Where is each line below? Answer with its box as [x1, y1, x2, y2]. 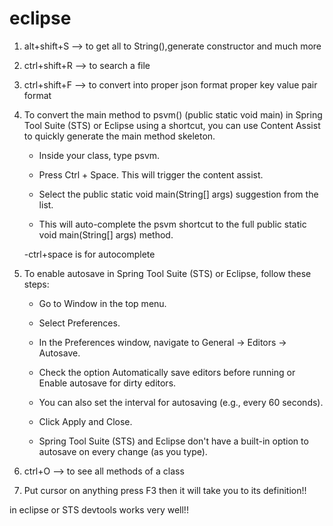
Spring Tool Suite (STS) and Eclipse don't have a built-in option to [38, 435, 309, 447]
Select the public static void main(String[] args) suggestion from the [38, 188, 319, 200]
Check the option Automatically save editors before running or [38, 366, 296, 378]
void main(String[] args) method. [38, 228, 174, 241]
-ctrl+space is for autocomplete [23, 248, 156, 260]
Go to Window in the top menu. [38, 297, 167, 309]
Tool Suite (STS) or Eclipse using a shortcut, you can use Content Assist [23, 119, 321, 131]
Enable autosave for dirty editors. [38, 377, 177, 389]
